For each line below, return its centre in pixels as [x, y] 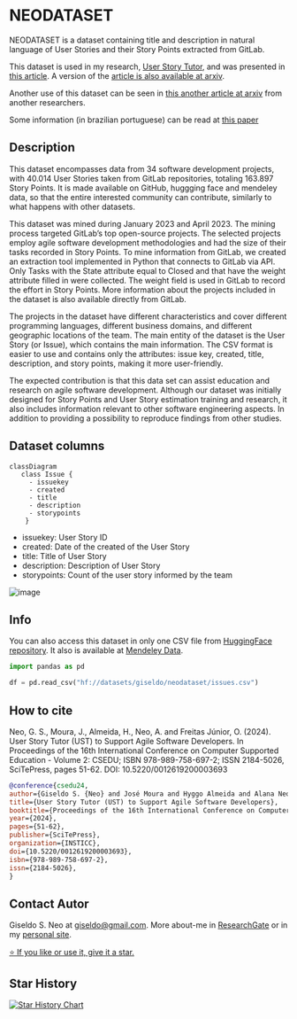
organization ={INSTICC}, [55, 844]
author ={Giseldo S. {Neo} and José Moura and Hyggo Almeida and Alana [142, 794]
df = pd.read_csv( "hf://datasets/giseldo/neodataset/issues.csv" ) [134, 683]
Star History [43, 983]
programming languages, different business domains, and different [131, 325]
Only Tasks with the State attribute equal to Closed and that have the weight [148, 270]
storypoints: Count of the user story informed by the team [127, 575]
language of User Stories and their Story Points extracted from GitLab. [137, 49]
